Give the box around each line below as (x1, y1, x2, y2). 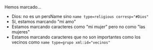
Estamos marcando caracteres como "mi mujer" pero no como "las (11, 24, 146, 30)
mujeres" (11, 29, 30, 34)
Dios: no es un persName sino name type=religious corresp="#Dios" (11, 14, 149, 19)
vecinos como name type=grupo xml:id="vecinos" (11, 39, 111, 45)
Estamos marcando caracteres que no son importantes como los (11, 34, 141, 40)
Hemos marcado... (4, 4, 42, 10)
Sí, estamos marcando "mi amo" (11, 19, 76, 24)
